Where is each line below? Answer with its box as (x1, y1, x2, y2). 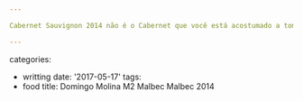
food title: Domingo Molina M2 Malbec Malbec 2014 (22, 80, 215, 91)
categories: (9, 53, 51, 64)
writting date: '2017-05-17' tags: (22, 71, 142, 82)
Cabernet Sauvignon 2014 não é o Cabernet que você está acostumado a (9, 21, 280, 30)
